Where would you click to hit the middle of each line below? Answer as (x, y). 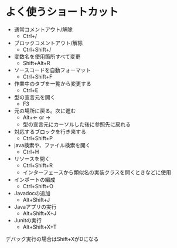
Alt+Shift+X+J (40, 213)
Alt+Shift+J (36, 199)
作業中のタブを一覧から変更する (52, 83)
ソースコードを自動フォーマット (52, 70)
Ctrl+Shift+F (38, 76)
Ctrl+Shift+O (38, 186)
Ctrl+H (31, 152)
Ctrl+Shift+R (38, 165)
